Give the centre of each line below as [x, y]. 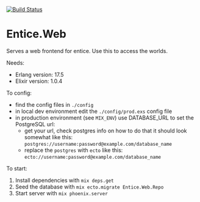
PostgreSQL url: [35, 124]
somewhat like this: [48, 137]
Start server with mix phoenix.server [61, 193]
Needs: [15, 63]
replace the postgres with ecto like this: [73, 150]
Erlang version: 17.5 [39, 74]
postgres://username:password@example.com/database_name [98, 144]
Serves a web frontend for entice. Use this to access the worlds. [87, 51]
